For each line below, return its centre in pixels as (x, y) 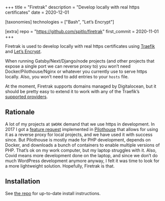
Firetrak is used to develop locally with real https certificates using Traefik (80, 46)
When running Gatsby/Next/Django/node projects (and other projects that (80, 61)
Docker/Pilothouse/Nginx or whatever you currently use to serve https (76, 71)
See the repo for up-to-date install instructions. (53, 193)
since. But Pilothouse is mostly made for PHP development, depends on (78, 139)
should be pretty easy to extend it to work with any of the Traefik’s (72, 91)
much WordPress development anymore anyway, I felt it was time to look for (82, 161)
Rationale (20, 112)
